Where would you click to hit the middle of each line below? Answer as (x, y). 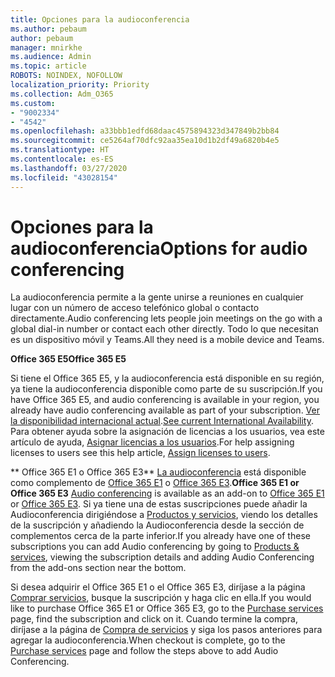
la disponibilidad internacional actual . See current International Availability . (162, 421)
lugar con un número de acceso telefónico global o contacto (135, 308)
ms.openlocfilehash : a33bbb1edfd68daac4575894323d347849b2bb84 (145, 131)
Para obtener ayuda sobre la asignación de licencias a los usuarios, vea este (167, 432)
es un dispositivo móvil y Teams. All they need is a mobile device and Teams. (167, 340)
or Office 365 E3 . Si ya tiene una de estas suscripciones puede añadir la (159, 504)
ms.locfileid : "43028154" (64, 177)
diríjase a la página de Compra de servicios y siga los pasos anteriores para (166, 630)
